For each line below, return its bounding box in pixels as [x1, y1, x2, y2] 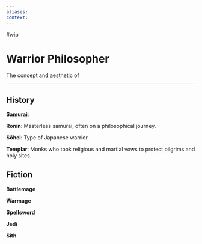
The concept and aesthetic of [6, 72, 79, 79]
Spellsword [6, 209, 35, 216]
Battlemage [6, 186, 36, 193]
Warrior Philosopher [6, 52, 109, 66]
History [6, 94, 35, 105]
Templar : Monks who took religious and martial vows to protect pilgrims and [6, 145, 195, 153]
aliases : [6, 8, 28, 15]
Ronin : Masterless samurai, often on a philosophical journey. [6, 123, 156, 130]
